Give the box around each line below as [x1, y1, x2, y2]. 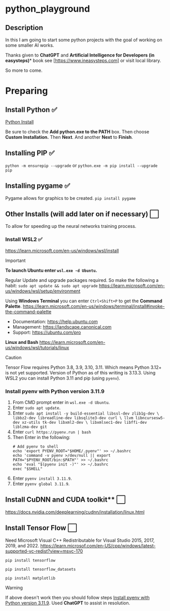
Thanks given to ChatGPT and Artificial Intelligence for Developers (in [5, 52, 155, 58]
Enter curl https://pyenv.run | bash [12, 429, 91, 435]
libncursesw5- [135, 416, 165, 421]
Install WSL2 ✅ [5, 236, 43, 243]
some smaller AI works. [5, 42, 54, 48]
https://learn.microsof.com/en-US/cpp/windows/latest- [40, 542, 156, 548]
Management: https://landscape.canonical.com [12, 324, 112, 330]
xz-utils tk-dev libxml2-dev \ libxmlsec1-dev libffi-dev [22, 420, 147, 425]
